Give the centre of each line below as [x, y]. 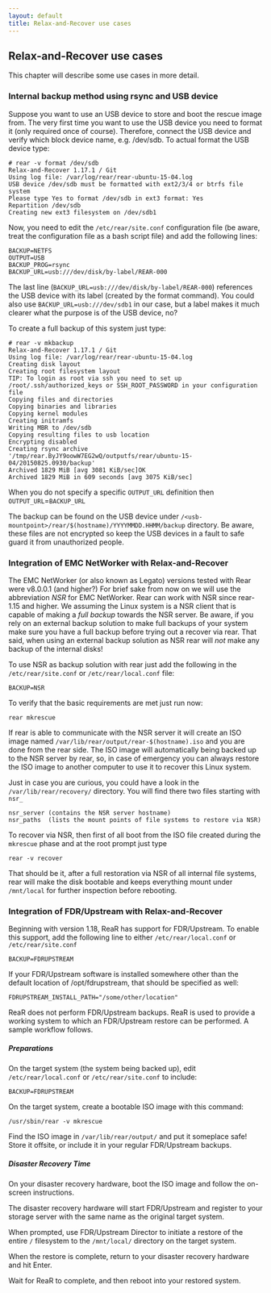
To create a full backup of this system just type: [88, 328]
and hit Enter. [30, 1265]
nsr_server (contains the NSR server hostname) [90, 813]
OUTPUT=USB [27, 258]
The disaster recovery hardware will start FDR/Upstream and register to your [135, 1208]
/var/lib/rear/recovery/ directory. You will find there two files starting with [134, 790]
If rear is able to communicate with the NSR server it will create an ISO [125, 732]
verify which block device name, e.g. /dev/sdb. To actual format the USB [129, 140]
